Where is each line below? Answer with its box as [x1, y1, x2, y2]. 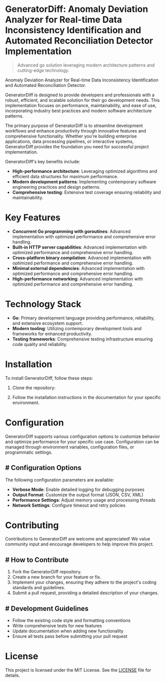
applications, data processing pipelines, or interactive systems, [5, 138, 134, 144]
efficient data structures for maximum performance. [12, 173, 119, 179]
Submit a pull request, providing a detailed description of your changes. [12, 590, 159, 596]
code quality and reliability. [12, 341, 68, 347]
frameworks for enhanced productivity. [12, 331, 93, 337]
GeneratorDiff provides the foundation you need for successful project [5, 143, 149, 149]
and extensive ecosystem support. [12, 320, 83, 326]
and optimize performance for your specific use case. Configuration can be [5, 438, 160, 445]
